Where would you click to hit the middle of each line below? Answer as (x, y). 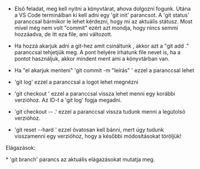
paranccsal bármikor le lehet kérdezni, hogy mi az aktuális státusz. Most (103, 21)
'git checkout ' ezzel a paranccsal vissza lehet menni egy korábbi (95, 94)
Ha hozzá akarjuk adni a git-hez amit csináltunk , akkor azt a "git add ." (101, 46)
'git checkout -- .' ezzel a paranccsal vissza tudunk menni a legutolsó (100, 112)
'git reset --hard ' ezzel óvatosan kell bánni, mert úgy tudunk (89, 130)
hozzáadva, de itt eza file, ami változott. (63, 34)
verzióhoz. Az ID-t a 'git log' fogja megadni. (68, 100)
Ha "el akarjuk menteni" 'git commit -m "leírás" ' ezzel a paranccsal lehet (104, 70)
